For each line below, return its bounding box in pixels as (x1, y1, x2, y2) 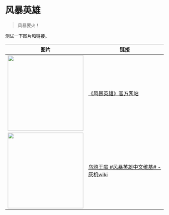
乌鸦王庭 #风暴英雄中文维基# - (88, 163, 161, 170)
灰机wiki (88, 171, 108, 178)
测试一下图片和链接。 (5, 33, 49, 39)
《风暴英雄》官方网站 (88, 90, 139, 97)
